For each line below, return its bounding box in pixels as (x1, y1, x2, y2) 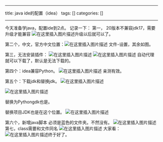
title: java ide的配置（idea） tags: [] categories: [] (5, 10, 103, 16)
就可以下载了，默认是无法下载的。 (5, 58, 73, 63)
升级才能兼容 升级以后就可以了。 (5, 31, 113, 37)
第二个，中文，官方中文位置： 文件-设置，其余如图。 (5, 42, 154, 47)
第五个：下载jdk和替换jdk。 (5, 79, 60, 84)
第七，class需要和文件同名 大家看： (5, 126, 120, 131)
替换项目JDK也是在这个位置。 (5, 110, 65, 115)
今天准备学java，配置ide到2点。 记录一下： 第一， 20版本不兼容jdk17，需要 (5, 25, 156, 31)
